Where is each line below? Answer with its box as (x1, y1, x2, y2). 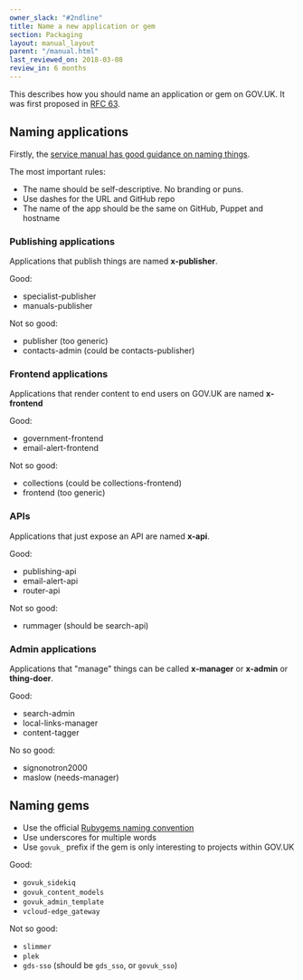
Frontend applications (9, 368, 109, 380)
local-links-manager (22, 717, 99, 728)
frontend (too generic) (22, 487, 106, 498)
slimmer (22, 942, 52, 951)
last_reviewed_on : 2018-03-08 (9, 55, 124, 64)
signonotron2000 (22, 762, 88, 773)
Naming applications (9, 124, 129, 140)
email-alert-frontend (22, 443, 99, 454)
